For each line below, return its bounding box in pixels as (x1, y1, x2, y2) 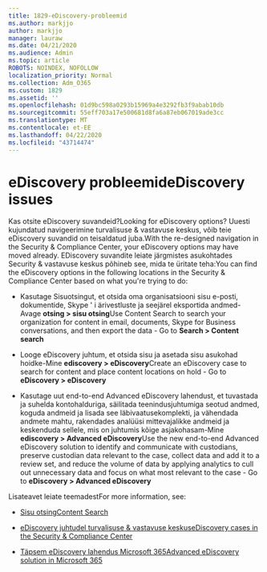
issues (8, 190, 54, 209)
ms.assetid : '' (8, 94, 59, 102)
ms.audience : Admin (8, 49, 74, 57)
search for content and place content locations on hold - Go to (19, 367, 227, 377)
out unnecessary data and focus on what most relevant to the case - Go (19, 468, 258, 477)
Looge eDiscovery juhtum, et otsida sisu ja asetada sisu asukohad (19, 350, 238, 359)
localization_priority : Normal (8, 71, 113, 79)
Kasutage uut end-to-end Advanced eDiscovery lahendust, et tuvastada (19, 391, 259, 401)
